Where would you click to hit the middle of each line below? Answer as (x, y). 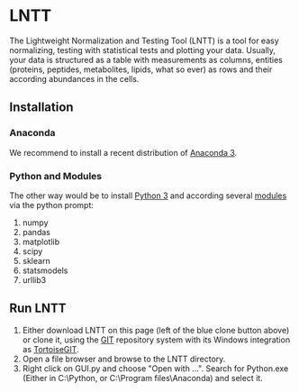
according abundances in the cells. (74, 78)
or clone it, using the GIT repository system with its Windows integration (156, 340)
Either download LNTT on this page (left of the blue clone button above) (156, 330)
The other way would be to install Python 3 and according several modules (148, 196)
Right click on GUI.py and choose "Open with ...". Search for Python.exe (155, 368)
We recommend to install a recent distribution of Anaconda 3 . (123, 152)
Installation (41, 108)
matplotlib (41, 242)
